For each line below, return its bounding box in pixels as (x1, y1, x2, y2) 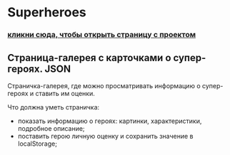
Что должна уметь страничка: (7, 102, 100, 111)
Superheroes (7, 4, 87, 21)
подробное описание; (17, 124, 85, 132)
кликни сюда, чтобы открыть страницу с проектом (7, 30, 196, 40)
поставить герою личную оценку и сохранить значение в (17, 132, 194, 140)
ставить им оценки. (35, 89, 95, 97)
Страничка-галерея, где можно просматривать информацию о (7, 81, 201, 90)
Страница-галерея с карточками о (7, 51, 171, 64)
